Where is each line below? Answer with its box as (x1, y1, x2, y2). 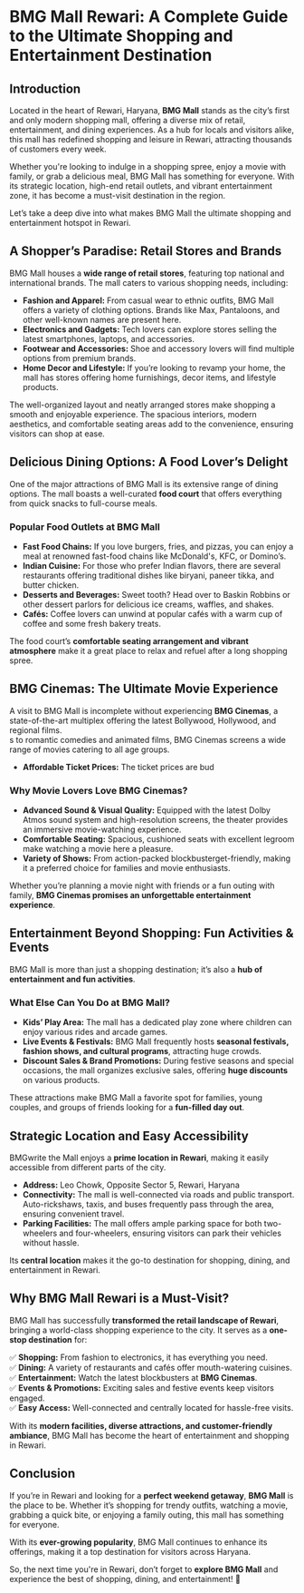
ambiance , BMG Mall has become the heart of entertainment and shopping (9, 1430, 290, 1441)
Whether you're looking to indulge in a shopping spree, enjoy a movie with (9, 161, 287, 171)
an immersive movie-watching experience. (22, 824, 182, 836)
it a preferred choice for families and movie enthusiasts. (22, 863, 231, 874)
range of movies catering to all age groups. (9, 744, 170, 755)
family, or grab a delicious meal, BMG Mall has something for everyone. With (9, 171, 295, 181)
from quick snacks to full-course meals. (9, 497, 158, 509)
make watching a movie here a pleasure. (22, 844, 174, 855)
